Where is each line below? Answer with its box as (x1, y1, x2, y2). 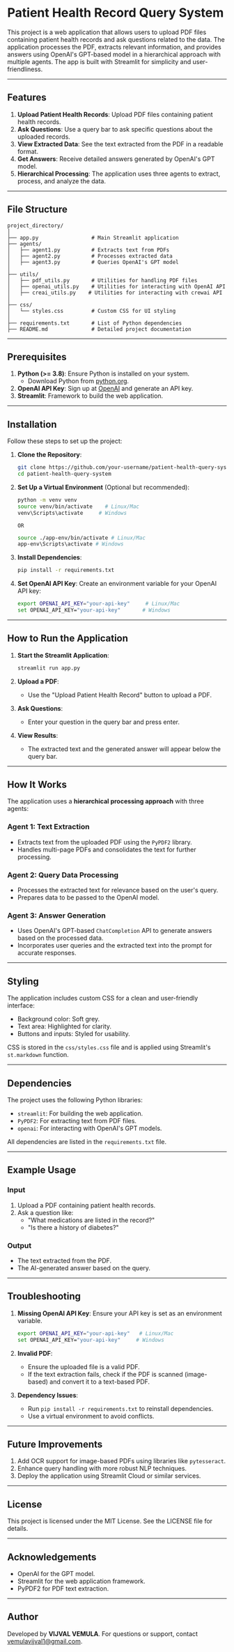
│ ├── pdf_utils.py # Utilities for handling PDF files (7, 277, 198, 284)
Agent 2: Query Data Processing (7, 870, 119, 879)
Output (7, 1240, 32, 1250)
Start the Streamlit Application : (17, 651, 109, 659)
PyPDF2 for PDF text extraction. (17, 1584, 109, 1593)
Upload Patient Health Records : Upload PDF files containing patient (17, 110, 214, 118)
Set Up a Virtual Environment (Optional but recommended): (17, 483, 190, 491)
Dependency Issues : (17, 1391, 79, 1399)
